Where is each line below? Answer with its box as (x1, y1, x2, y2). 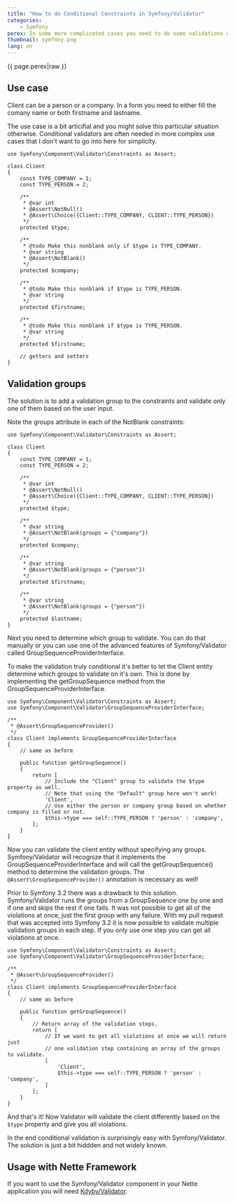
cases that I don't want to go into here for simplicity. (7, 137, 157, 145)
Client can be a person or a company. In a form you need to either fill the (7, 101, 217, 109)
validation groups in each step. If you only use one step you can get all (7, 926, 211, 934)
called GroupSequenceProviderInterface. (7, 648, 126, 657)
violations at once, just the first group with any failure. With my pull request (7, 910, 224, 919)
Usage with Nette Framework (7, 1161, 137, 1173)
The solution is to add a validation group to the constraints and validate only (7, 397, 226, 405)
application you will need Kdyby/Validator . (7, 1187, 128, 1196)
